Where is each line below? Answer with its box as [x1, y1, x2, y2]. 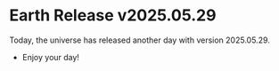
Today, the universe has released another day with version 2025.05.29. [9, 35, 270, 45]
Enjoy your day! [21, 51, 80, 62]
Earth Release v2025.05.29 [9, 5, 217, 26]
